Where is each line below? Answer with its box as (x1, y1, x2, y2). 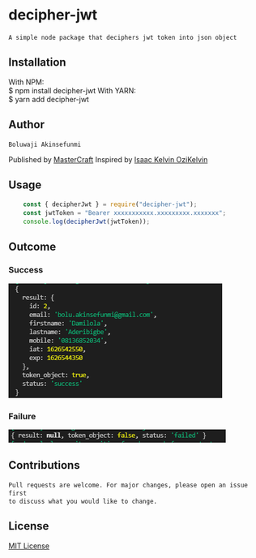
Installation (8, 55, 66, 70)
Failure (8, 410, 36, 422)
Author (8, 118, 45, 131)
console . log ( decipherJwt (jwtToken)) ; (23, 217, 151, 226)
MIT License (8, 541, 50, 551)
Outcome (8, 240, 57, 254)
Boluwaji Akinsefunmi (8, 140, 82, 148)
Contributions (8, 458, 80, 472)
